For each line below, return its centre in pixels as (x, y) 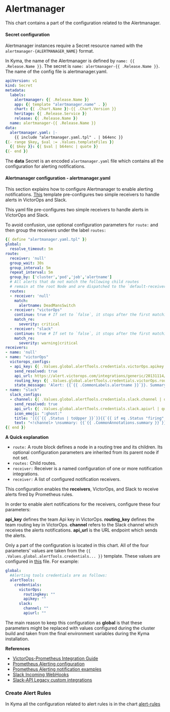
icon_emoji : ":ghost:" (38, 413)
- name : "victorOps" (27, 357)
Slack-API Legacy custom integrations (52, 680)
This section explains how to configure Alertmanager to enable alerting (79, 189)
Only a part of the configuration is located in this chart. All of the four (77, 545)
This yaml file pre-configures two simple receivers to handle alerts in (77, 210)
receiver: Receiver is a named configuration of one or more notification (88, 469)
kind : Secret (19, 86)
